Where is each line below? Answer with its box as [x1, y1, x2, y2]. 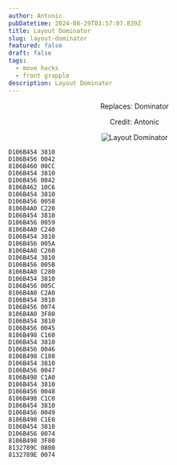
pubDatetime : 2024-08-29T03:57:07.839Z [8, 19, 142, 27]
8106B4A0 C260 [8, 246, 56, 254]
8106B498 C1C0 [8, 394, 56, 402]
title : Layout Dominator [8, 27, 91, 35]
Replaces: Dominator [99, 101, 170, 111]
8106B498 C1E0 [8, 415, 56, 423]
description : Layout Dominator [8, 79, 113, 87]
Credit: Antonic [109, 117, 160, 126]
